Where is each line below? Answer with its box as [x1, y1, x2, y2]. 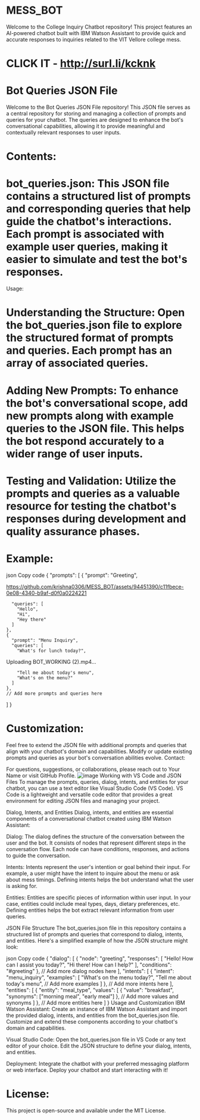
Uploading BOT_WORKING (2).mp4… [6, 658, 96, 665]
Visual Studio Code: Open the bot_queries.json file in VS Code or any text [6, 1036, 186, 1043]
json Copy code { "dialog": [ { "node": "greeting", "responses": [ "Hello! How [6, 955, 193, 962]
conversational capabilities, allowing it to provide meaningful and [6, 123, 165, 130]
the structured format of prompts [6, 331, 174, 345]
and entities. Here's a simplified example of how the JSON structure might [6, 937, 188, 944]
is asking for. [6, 882, 37, 889]
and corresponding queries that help [6, 202, 191, 216]
